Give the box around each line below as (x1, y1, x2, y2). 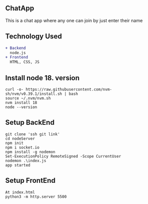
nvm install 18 (5, 100, 38, 105)
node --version (5, 105, 38, 110)
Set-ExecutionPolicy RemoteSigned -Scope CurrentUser (5, 154, 122, 159)
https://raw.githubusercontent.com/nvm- (25, 87, 113, 92)
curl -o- (5, 87, 24, 92)
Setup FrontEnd (5, 176, 56, 185)
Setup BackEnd (5, 118, 55, 127)
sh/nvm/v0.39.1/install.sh (5, 91, 62, 96)
